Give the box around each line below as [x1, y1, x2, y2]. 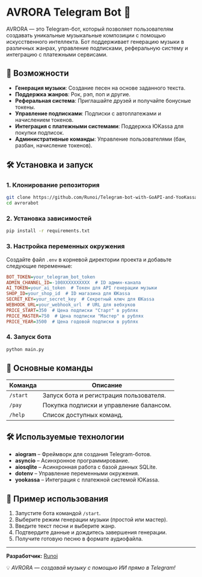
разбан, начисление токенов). [14, 141, 93, 149]
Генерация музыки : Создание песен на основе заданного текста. [14, 84, 186, 91]
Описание [91, 381, 123, 389]
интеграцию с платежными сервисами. [6, 50, 108, 58]
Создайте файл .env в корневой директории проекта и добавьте [6, 255, 172, 263]
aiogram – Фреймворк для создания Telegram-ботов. [14, 451, 151, 458]
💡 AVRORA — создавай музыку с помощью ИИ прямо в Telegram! [6, 564, 176, 572]
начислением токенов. [14, 116, 74, 123]
